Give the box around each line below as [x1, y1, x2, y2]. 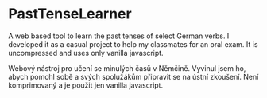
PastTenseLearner [8, 5, 133, 23]
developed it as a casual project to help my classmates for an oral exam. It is [8, 39, 258, 49]
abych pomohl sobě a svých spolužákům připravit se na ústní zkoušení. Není [8, 72, 259, 81]
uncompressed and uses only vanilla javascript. [8, 48, 164, 57]
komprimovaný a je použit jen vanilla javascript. [8, 80, 164, 90]
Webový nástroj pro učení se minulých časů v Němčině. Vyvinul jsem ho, [8, 63, 246, 73]
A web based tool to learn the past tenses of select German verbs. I [8, 31, 230, 41]
